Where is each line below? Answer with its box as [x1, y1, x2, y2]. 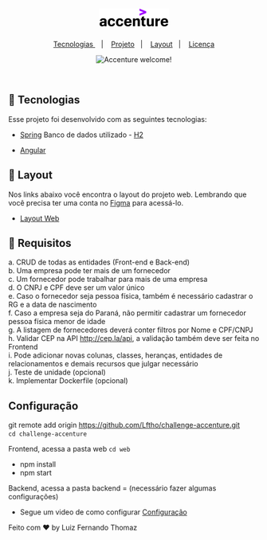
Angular [19, 145, 46, 155]
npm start [19, 468, 52, 478]
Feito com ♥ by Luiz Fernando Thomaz [8, 522, 138, 533]
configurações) [8, 492, 59, 502]
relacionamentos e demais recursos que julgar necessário [8, 359, 198, 369]
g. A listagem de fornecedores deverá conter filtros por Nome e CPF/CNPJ [8, 325, 253, 335]
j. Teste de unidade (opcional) [8, 367, 106, 378]
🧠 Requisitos [8, 236, 72, 250]
